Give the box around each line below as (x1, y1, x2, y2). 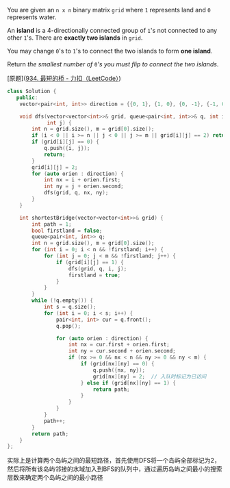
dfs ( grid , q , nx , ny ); (43, 190, 109, 196)
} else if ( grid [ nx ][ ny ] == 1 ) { (80, 379, 176, 386)
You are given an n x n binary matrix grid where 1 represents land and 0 (7, 6, 211, 14)
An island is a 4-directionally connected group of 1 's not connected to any (7, 27, 218, 34)
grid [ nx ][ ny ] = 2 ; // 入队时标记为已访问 (92, 373, 207, 380)
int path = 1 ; (31, 220, 72, 228)
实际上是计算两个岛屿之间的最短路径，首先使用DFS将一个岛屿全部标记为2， (7, 457, 220, 465)
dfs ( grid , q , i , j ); (68, 265, 127, 272)
